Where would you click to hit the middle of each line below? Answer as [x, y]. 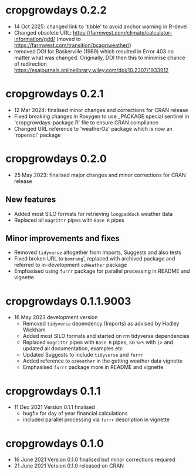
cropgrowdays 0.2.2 [56, 10]
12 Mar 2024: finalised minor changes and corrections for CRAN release [101, 110]
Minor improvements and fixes [62, 238]
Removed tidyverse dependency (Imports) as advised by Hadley [101, 324]
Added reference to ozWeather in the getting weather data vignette [103, 361]
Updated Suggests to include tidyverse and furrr [83, 355]
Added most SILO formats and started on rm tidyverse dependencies [106, 336]
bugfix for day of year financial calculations [75, 414]
